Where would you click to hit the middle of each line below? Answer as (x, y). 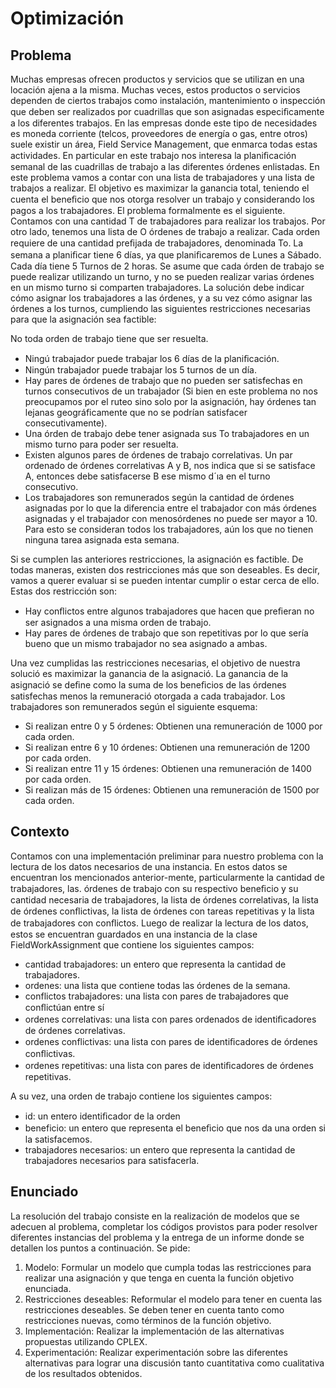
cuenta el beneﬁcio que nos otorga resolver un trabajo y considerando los (162, 199)
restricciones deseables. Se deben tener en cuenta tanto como (154, 1309)
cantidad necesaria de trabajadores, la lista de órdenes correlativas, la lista (164, 899)
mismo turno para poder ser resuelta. (101, 444)
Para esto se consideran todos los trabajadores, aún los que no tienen (169, 529)
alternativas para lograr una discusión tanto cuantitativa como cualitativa (174, 1363)
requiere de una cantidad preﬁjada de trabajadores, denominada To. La (157, 243)
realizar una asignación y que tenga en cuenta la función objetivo (159, 1278)
